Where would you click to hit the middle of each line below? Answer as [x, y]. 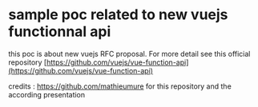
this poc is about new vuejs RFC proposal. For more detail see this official [129, 53]
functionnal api [60, 32]
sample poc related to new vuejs [118, 15]
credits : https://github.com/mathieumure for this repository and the [120, 86]
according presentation [47, 94]
